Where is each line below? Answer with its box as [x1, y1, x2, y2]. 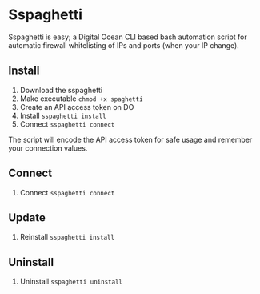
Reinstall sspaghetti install [19, 232, 114, 242]
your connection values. [8, 143, 88, 153]
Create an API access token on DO [19, 102, 134, 111]
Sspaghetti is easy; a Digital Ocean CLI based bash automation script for [8, 32, 247, 42]
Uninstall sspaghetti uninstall [19, 276, 122, 286]
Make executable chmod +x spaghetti [19, 94, 143, 103]
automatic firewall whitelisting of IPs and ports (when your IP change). [8, 40, 240, 50]
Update [8, 211, 46, 224]
